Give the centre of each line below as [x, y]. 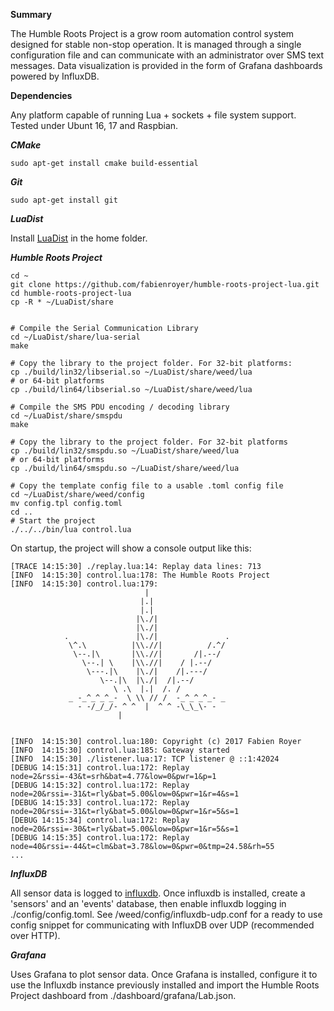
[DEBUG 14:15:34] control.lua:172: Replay [100, 820]
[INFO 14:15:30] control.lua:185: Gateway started [120, 750]
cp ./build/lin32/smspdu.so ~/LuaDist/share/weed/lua [125, 451]
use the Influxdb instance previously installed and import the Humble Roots [165, 985]
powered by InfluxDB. [55, 76]
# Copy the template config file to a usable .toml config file [147, 486]
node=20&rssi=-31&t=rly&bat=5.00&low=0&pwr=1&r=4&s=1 [125, 794]
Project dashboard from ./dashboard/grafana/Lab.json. [123, 995]
